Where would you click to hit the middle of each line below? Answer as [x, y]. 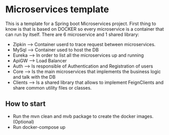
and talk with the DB [34, 77]
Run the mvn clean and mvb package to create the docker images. [83, 116]
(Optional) [23, 122]
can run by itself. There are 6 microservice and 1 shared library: [72, 34]
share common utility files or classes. [52, 87]
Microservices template [57, 9]
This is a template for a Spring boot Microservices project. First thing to [81, 24]
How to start [25, 104]
